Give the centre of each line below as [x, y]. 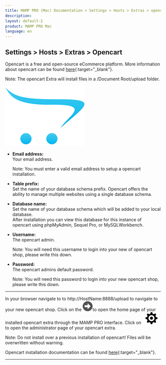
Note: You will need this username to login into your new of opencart [82, 249]
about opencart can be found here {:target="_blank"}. [59, 69]
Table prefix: [26, 183]
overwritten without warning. [35, 343]
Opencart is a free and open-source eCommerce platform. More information [83, 64]
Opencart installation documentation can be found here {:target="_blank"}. [81, 352]
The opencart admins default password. [53, 269]
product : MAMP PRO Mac [28, 26]
